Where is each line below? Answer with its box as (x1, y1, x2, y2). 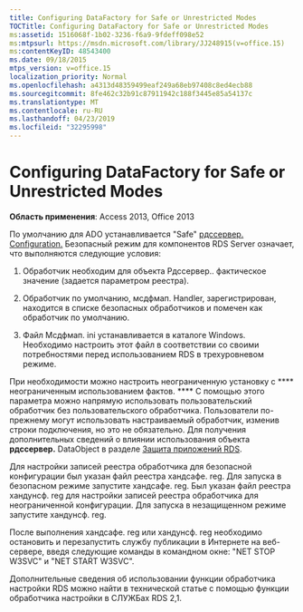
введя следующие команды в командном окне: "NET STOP (46, 546, 276, 557)
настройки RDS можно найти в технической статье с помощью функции (9, 582, 289, 594)
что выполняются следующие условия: (9, 248, 161, 258)
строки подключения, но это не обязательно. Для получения (9, 423, 247, 435)
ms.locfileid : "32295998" (9, 123, 107, 132)
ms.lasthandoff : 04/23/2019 (9, 114, 116, 123)
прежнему (9, 414, 50, 425)
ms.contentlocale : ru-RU (9, 106, 103, 115)
